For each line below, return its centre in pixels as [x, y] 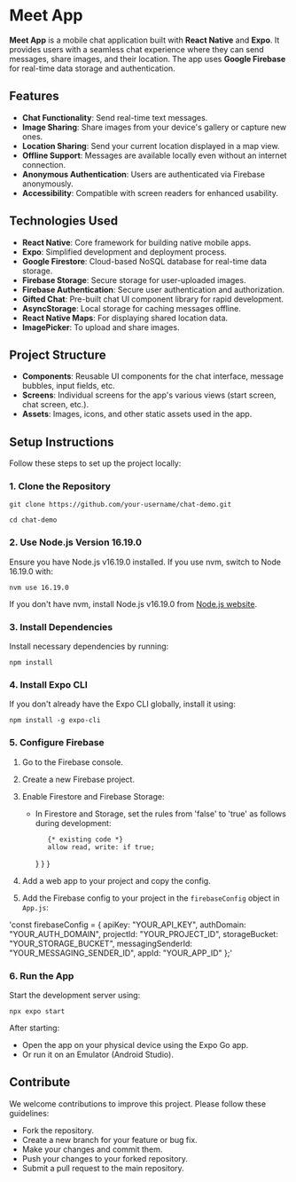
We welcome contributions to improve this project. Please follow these [138, 1103]
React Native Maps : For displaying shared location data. [125, 318]
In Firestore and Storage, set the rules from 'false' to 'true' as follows [160, 814]
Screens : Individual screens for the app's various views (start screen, [149, 395]
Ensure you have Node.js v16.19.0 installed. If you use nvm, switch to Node [145, 562]
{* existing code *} [86, 839]
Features [34, 96]
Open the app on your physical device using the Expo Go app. [135, 1044]
